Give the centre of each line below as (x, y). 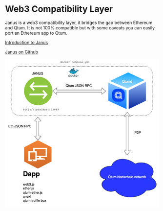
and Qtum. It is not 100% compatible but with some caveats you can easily (80, 27)
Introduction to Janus (27, 42)
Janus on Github (21, 52)
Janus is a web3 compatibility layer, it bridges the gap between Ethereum (79, 23)
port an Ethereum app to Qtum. (36, 33)
